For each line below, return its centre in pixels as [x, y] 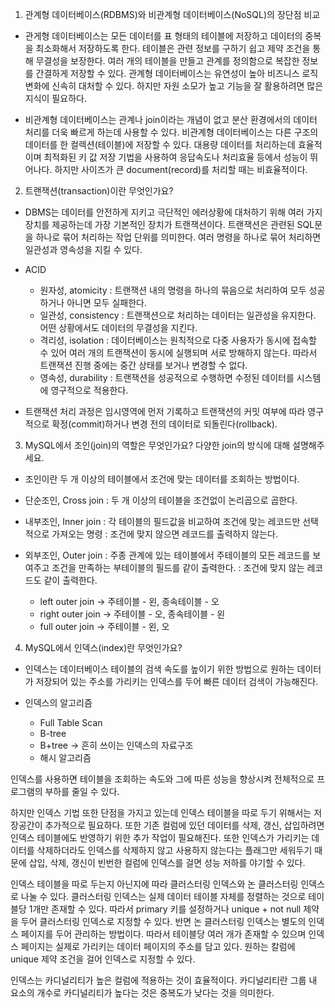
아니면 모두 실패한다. [106, 302]
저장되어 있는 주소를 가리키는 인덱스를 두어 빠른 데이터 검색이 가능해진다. [177, 681]
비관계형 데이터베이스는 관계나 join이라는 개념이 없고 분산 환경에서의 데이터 [171, 119]
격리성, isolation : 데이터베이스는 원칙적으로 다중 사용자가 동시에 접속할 [178, 340]
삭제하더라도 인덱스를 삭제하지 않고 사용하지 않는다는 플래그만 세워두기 [174, 850]
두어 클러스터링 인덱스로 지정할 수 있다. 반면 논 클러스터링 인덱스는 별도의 [163, 921]
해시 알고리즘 [65, 757]
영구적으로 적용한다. [89, 390]
